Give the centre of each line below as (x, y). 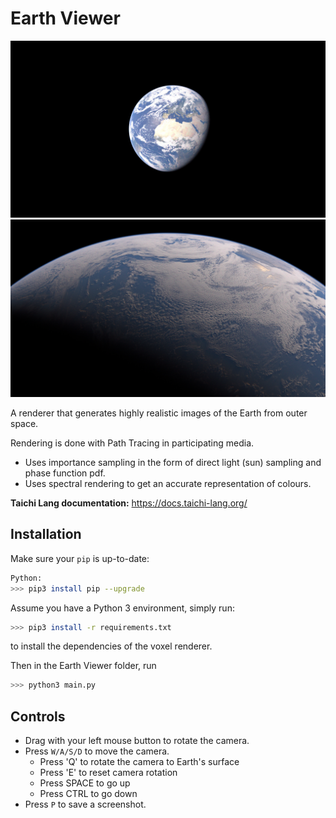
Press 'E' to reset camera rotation (108, 773)
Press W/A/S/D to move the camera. (97, 751)
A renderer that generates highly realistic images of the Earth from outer (159, 413)
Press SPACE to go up (85, 783)
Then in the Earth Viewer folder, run (83, 666)
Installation (46, 534)
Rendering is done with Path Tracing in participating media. (132, 443)
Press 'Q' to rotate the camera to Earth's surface (139, 762)
